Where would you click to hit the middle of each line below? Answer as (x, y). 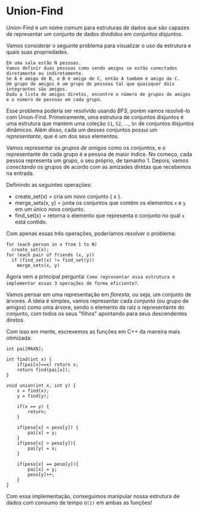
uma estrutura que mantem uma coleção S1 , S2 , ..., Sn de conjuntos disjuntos (100, 123)
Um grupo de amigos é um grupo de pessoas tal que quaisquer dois (90, 84)
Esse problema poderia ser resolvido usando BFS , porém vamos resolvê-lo (98, 110)
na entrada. (20, 173)
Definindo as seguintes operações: (49, 184)
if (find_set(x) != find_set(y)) (53, 260)
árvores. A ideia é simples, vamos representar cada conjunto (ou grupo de (98, 301)
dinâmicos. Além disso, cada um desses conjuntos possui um (82, 129)
